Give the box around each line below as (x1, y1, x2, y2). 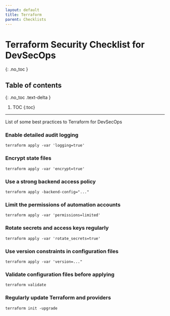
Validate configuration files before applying (5, 271, 115, 278)
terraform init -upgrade (5, 305, 58, 311)
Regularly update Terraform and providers (5, 294, 111, 301)
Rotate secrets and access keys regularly (5, 224, 109, 231)
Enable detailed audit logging (5, 131, 78, 138)
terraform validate (5, 283, 47, 288)
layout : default (5, 7, 39, 13)
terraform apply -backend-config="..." (5, 190, 90, 195)
